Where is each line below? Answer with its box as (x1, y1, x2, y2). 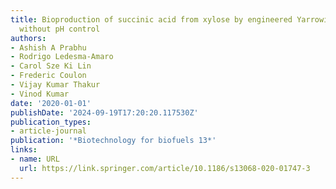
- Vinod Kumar (10, 89, 70, 99)
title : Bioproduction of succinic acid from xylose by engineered (10, 14, 293, 25)
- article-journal (10, 126, 87, 136)
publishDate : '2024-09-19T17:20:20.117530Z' (10, 107, 199, 118)
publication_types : (10, 117, 92, 127)
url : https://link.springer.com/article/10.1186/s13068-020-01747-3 (19, 163, 311, 173)
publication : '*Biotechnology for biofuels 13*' (10, 136, 217, 146)
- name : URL (10, 154, 60, 164)
